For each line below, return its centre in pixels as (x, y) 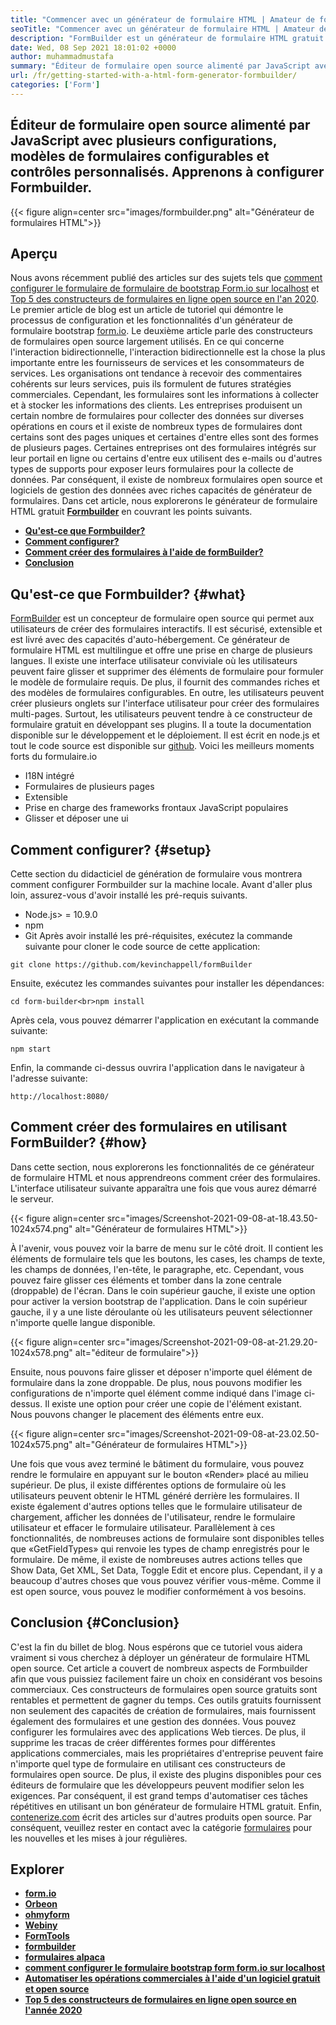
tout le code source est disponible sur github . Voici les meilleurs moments (162, 746)
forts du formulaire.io (54, 757)
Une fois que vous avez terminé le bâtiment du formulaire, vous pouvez (157, 1463)
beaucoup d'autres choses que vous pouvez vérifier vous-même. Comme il (166, 1580)
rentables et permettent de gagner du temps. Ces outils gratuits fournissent (166, 1700)
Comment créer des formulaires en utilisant (149, 1127)
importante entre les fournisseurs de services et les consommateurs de (157, 363)
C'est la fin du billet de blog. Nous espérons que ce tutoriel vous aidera (156, 1647)
